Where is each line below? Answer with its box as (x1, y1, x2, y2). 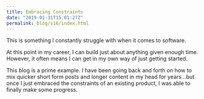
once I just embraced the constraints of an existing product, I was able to (6, 80, 191, 87)
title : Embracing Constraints (6, 9, 84, 15)
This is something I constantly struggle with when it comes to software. (6, 37, 186, 44)
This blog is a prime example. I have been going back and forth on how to (6, 67, 192, 74)
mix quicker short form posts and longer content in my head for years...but (6, 73, 195, 81)
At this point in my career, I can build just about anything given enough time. (6, 49, 198, 56)
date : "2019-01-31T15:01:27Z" (6, 15, 84, 21)
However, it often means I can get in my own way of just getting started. (6, 55, 188, 63)
